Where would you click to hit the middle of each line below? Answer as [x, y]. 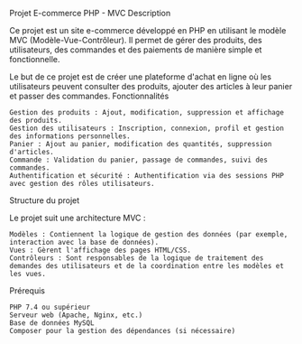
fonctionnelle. [35, 59]
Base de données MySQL [52, 323]
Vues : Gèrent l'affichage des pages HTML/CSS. [101, 250]
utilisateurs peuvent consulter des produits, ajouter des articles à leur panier [151, 86]
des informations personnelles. [70, 136]
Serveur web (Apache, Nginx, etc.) [76, 315]
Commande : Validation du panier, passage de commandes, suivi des [139, 160]
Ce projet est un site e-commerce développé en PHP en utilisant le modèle [148, 30]
